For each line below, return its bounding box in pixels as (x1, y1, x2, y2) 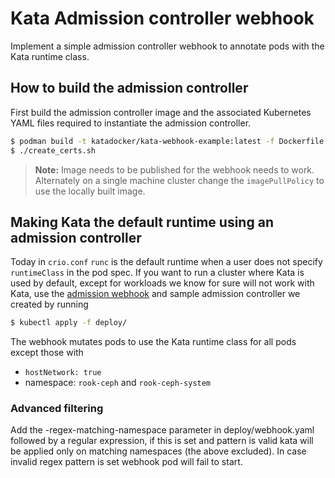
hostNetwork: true (24, 368, 102, 378)
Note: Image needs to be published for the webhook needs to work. (34, 163, 315, 176)
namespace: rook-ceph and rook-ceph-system (24, 377, 212, 389)
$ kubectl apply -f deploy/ (10, 318, 128, 328)
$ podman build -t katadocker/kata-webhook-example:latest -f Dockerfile (10, 136, 325, 146)
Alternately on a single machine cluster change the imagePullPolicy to (34, 174, 325, 186)
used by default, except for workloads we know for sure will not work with (10, 277, 315, 289)
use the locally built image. (34, 185, 146, 197)
